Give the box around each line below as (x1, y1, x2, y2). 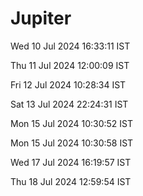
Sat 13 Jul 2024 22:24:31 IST (10, 98, 129, 110)
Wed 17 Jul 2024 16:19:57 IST (10, 156, 132, 168)
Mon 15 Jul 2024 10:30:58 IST (10, 137, 134, 149)
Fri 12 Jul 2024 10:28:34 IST (10, 78, 127, 91)
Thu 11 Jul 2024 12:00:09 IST (10, 59, 130, 71)
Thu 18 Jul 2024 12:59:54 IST (10, 175, 132, 187)
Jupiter (10, 7, 72, 30)
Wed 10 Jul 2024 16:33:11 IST (10, 40, 131, 52)
